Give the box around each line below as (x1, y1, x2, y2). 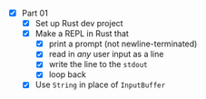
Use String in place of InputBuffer (34, 79, 166, 90)
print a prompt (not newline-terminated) (48, 38, 198, 49)
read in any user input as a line (48, 49, 164, 60)
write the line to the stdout (48, 59, 148, 70)
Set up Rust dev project (34, 18, 123, 29)
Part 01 (21, 8, 49, 18)
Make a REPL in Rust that (34, 28, 129, 39)
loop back (48, 69, 87, 80)
